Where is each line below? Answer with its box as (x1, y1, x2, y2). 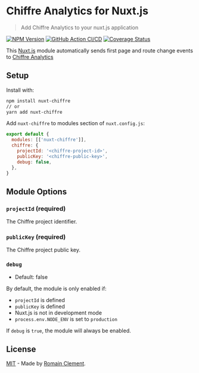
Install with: (6, 86, 35, 94)
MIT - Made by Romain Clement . (6, 360, 86, 367)
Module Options (6, 186, 67, 197)
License (6, 344, 36, 355)
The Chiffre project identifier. (6, 218, 77, 225)
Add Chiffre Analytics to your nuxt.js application (20, 24, 139, 31)
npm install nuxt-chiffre (6, 98, 70, 104)
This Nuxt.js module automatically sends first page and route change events (6, 46, 194, 54)
